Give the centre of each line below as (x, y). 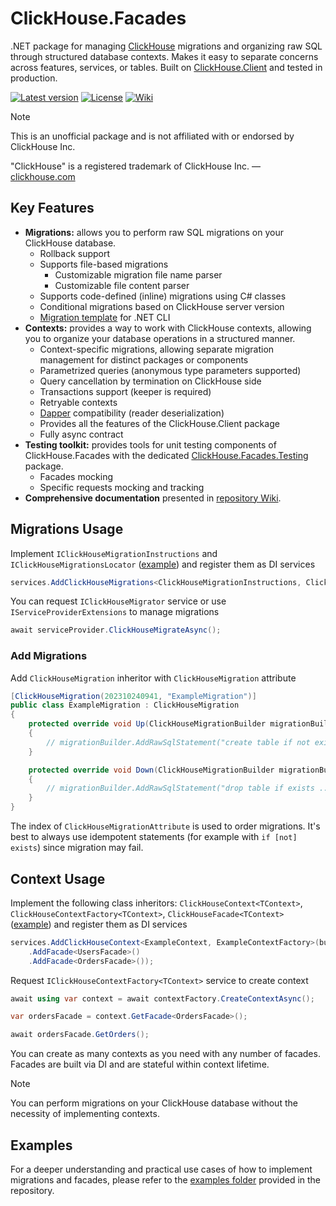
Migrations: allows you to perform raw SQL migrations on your (154, 232)
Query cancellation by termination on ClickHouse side (150, 381)
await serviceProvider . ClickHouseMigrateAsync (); (116, 630)
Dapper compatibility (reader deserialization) (132, 413)
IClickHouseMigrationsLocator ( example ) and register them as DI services (163, 564)
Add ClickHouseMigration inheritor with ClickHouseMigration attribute (153, 678)
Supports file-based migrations (104, 264)
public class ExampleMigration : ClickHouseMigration (125, 705)
